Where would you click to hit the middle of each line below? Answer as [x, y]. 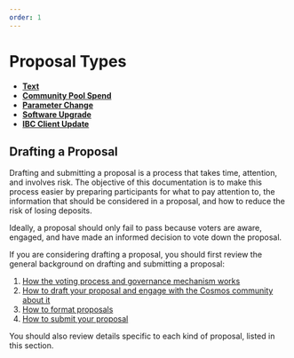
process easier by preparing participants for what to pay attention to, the [142, 192]
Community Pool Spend [67, 95]
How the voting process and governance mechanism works [131, 282]
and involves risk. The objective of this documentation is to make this [135, 182]
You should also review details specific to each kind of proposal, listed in [142, 336]
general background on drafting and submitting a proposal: [117, 264]
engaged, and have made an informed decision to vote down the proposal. [146, 237]
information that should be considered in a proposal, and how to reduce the [147, 202]
